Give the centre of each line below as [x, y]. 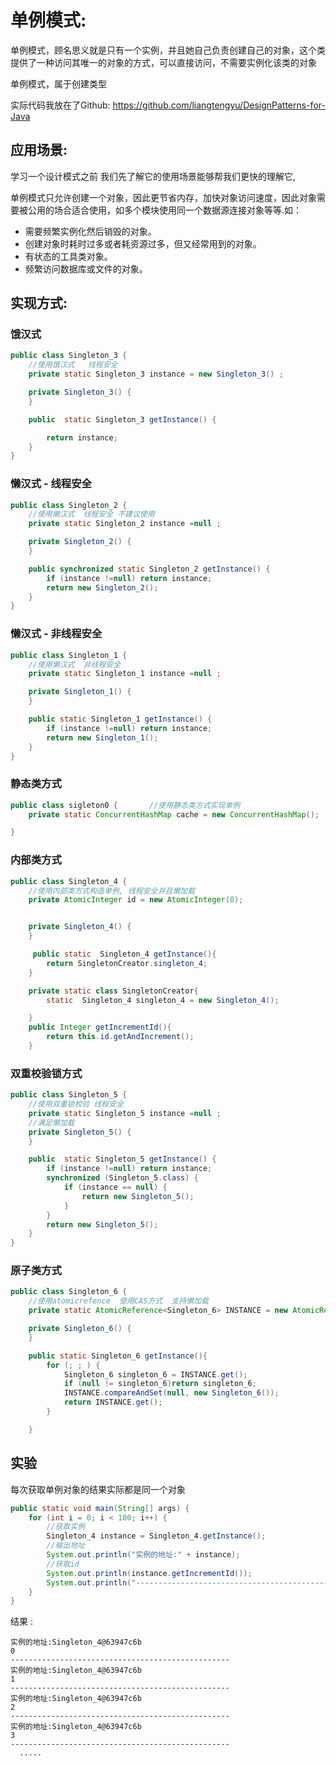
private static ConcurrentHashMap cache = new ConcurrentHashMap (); [174, 814]
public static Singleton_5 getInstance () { [122, 1159]
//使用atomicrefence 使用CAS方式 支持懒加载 [118, 1301]
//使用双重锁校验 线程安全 [76, 1104]
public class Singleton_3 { [69, 356]
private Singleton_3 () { [80, 392]
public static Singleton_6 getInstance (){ [118, 1356]
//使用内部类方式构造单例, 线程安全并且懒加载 [112, 891]
